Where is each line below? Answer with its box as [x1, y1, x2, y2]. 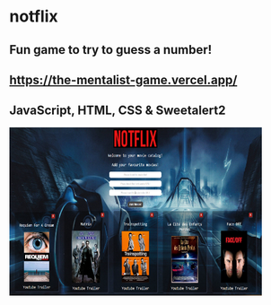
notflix [9, 6, 58, 27]
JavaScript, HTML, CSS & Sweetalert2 [9, 103, 226, 118]
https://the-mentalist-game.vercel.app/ [9, 72, 238, 87]
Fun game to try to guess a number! [9, 42, 213, 57]
